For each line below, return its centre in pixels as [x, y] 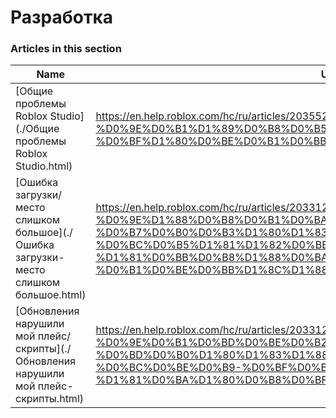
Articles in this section [66, 49]
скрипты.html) [49, 399]
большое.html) [51, 295]
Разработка [62, 17]
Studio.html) [44, 166]
